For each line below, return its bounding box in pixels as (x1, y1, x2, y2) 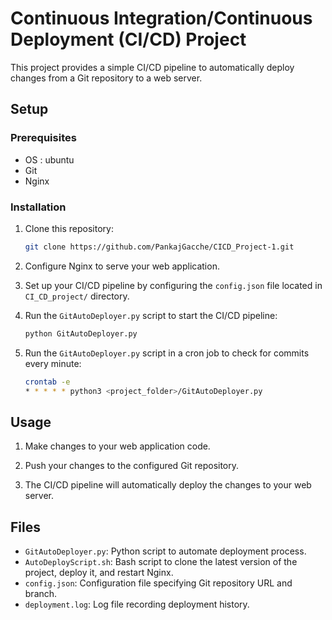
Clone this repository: (24, 222, 114, 234)
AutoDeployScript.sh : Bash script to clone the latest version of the (24, 556, 298, 568)
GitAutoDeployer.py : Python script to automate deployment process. (24, 545, 307, 557)
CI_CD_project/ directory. (24, 290, 130, 302)
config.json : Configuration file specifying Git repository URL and (24, 577, 293, 589)
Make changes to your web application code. (24, 440, 211, 452)
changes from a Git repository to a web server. (10, 72, 203, 84)
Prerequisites (10, 131, 77, 145)
